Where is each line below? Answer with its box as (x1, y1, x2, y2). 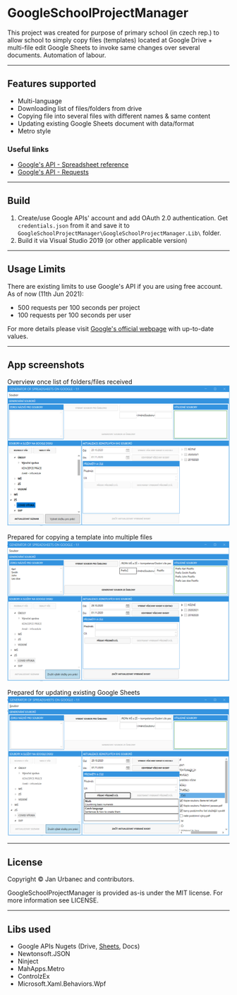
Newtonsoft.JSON (17, 949, 71, 958)
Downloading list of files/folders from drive (17, 104, 142, 112)
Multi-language (17, 97, 62, 105)
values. (7, 332, 28, 340)
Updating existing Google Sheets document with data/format (17, 119, 195, 128)
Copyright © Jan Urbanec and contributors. (7, 875, 135, 883)
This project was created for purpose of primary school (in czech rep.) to (7, 28, 220, 37)
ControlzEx (17, 972, 50, 980)
